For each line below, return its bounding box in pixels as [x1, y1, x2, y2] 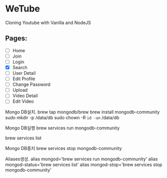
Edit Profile [12, 76, 36, 82]
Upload [12, 87, 28, 93]
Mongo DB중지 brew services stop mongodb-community [5, 145, 122, 151]
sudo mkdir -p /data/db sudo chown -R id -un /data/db [5, 115, 119, 121]
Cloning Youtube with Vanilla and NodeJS [5, 20, 91, 26]
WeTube [5, 3, 40, 15]
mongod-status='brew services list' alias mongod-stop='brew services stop [5, 161, 162, 168]
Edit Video [12, 98, 34, 104]
